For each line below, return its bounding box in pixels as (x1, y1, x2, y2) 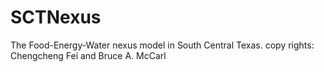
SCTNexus (10, 6, 102, 29)
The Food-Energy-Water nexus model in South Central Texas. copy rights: (10, 39, 315, 51)
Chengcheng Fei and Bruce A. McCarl (10, 49, 167, 61)
